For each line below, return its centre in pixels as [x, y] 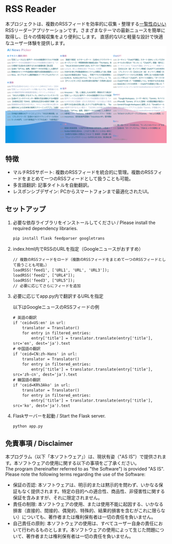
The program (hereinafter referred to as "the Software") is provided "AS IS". [85, 469]
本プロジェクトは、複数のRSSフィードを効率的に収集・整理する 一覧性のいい [86, 24]
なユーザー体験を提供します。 [37, 43]
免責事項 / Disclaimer [39, 443]
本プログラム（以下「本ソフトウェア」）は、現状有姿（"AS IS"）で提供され [84, 457]
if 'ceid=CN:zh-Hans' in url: [45, 354]
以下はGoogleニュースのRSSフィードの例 [56, 307]
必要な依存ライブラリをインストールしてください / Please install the [84, 222]
